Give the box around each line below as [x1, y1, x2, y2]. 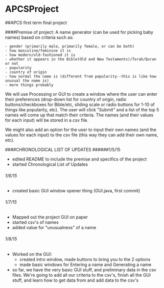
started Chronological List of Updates [12, 161, 88, 167]
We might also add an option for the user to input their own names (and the [5, 127, 157, 132]
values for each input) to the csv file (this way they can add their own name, [5, 131, 159, 138]
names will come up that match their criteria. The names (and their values [5, 112, 154, 118]
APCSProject [5, 3, 59, 15]
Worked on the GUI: [12, 251, 52, 257]
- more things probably [5, 82, 54, 87]
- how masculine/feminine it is [5, 48, 71, 53]
